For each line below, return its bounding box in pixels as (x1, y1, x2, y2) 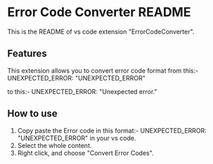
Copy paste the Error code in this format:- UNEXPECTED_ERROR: (17, 126, 207, 135)
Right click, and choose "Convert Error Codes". (17, 149, 154, 157)
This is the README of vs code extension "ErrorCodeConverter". (7, 27, 195, 36)
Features (7, 48, 47, 60)
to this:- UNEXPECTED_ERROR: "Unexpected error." (7, 87, 157, 95)
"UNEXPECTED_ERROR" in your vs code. (17, 134, 136, 142)
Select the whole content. (17, 141, 92, 149)
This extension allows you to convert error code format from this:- (7, 66, 199, 74)
